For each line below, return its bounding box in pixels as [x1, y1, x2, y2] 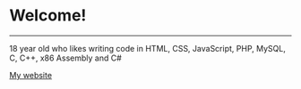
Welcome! [9, 5, 87, 26]
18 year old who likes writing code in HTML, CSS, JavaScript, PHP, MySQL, [9, 43, 287, 53]
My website [9, 69, 52, 80]
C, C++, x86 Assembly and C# [9, 53, 123, 63]
